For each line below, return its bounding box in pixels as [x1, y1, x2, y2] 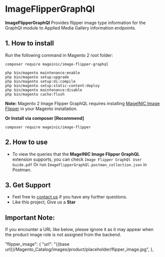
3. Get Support [5, 181, 51, 189]
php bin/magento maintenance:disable [5, 87, 82, 92]
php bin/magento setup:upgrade [5, 75, 69, 80]
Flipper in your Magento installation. [5, 106, 78, 112]
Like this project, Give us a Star [12, 199, 76, 205]
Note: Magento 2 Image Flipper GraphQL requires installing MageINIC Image [5, 100, 160, 106]
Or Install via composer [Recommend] [5, 115, 84, 121]
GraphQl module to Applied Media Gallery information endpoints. [5, 25, 137, 30]
